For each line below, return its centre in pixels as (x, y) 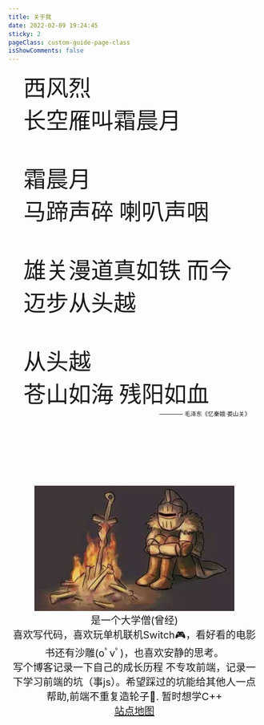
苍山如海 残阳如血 (116, 395)
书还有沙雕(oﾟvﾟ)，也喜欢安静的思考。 (134, 653)
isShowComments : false (46, 51)
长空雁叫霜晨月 (102, 122)
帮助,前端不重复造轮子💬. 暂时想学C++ (134, 697)
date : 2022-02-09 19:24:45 (53, 25)
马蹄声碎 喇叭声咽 (116, 213)
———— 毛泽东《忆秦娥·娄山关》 (205, 414)
